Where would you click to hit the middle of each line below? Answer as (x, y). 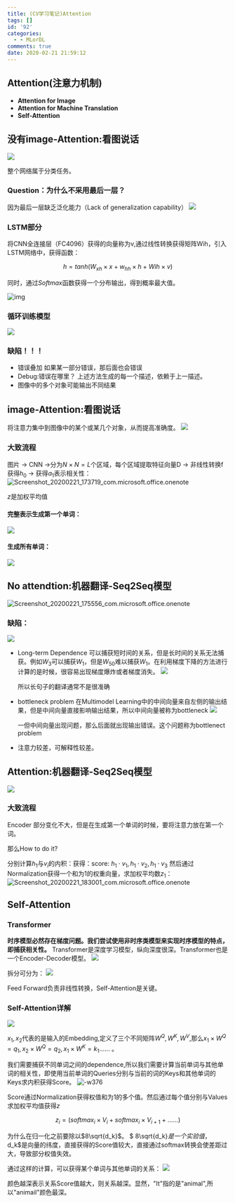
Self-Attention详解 (39, 1008)
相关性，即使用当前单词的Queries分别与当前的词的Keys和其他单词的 (117, 1073)
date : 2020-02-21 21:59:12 (47, 53)
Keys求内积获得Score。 (41, 1082)
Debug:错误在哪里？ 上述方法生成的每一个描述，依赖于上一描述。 (112, 376)
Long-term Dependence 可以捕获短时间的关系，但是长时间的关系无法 (118, 652)
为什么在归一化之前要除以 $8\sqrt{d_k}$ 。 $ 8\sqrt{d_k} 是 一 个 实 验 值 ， (109, 1136)
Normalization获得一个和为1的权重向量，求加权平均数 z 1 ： (90, 874)
